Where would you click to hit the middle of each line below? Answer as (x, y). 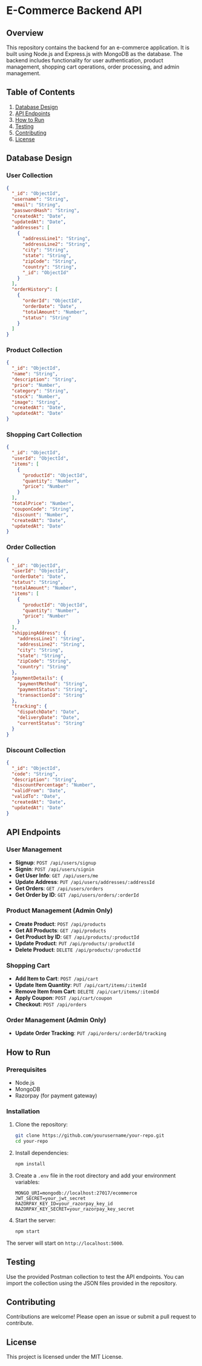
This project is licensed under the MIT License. (65, 1357)
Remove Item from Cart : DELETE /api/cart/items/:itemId (87, 991)
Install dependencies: (42, 1153)
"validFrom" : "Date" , (39, 791)
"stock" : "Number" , (36, 397)
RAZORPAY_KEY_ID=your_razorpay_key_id (64, 1204)
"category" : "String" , (40, 391)
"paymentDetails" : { (37, 678)
